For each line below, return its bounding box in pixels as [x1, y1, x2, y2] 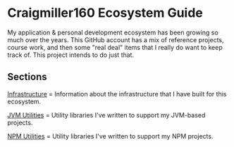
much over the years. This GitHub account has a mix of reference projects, [7, 35, 224, 44]
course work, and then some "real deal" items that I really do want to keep [7, 43, 223, 51]
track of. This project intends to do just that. [7, 51, 135, 59]
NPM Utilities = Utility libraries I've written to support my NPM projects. [7, 132, 214, 140]
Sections [7, 71, 47, 83]
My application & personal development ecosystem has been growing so [7, 28, 218, 37]
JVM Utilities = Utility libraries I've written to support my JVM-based [7, 110, 206, 119]
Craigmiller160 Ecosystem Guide [7, 5, 203, 21]
